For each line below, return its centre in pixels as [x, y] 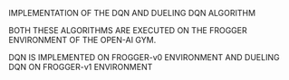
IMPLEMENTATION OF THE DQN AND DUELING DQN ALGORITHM [132, 13]
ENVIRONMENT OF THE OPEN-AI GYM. [82, 40]
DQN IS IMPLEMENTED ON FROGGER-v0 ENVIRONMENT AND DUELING [144, 57]
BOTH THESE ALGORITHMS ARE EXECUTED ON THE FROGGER [128, 30]
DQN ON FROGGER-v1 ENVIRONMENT [81, 67]
